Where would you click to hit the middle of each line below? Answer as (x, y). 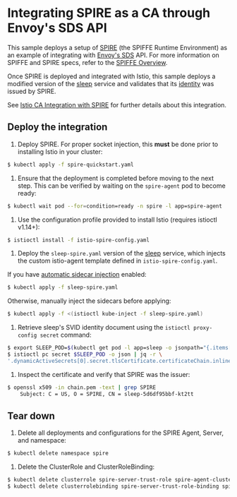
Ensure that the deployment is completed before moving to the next (115, 178)
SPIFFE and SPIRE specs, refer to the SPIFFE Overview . (87, 62)
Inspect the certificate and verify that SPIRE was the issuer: (104, 374)
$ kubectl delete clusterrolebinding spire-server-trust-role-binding (113, 486)
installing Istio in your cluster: (60, 151)
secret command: (66, 335)
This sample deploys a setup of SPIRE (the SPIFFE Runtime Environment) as (117, 47)
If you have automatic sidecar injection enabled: (77, 275)
